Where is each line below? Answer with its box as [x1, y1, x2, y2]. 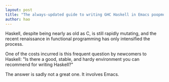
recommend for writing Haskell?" [5, 61, 74, 68]
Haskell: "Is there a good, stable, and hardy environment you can [5, 56, 140, 62]
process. [5, 41, 24, 47]
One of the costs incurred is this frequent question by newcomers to [5, 51, 147, 57]
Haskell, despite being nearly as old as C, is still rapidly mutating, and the [5, 31, 157, 37]
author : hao [5, 17, 30, 22]
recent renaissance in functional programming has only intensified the [5, 36, 150, 42]
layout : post [5, 7, 33, 13]
